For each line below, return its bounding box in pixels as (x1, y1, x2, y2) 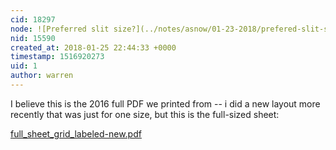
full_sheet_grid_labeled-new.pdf (10, 127, 142, 140)
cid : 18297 (10, 14, 56, 25)
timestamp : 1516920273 (10, 52, 105, 62)
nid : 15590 (10, 33, 56, 43)
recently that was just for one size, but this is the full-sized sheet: (10, 108, 280, 120)
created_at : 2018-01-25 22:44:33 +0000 (10, 42, 177, 53)
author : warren (10, 71, 74, 81)
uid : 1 (10, 61, 38, 71)
